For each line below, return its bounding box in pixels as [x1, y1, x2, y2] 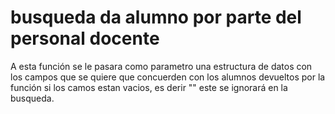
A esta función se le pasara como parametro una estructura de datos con [10, 60, 313, 72]
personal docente [10, 27, 160, 50]
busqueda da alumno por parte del [10, 6, 302, 29]
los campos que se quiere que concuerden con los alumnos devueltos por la [10, 71, 326, 83]
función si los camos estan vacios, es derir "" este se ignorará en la [10, 81, 288, 93]
